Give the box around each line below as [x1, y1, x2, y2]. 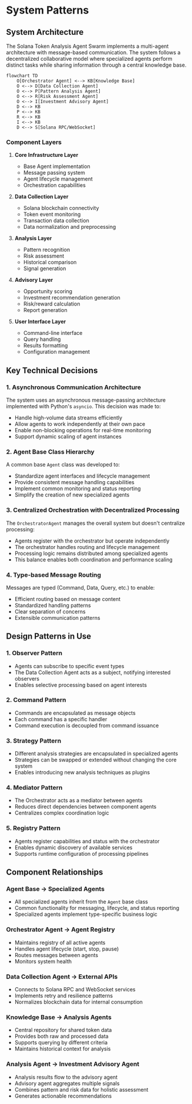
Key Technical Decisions [6, 365, 98, 375]
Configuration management [23, 349, 90, 356]
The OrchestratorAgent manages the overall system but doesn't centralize [6, 520, 186, 527]
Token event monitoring [23, 211, 81, 218]
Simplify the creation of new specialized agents [14, 491, 130, 498]
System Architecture [6, 27, 84, 37]
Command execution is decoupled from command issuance [14, 722, 159, 729]
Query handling [23, 336, 61, 343]
